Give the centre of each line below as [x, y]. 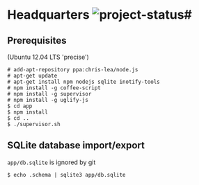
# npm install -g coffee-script [54, 88]
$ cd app [20, 106]
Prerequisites [37, 41]
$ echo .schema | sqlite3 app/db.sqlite [67, 175]
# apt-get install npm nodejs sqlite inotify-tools [83, 82]
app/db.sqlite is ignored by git [51, 162]
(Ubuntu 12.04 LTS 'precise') [48, 57]
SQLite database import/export [76, 146]
